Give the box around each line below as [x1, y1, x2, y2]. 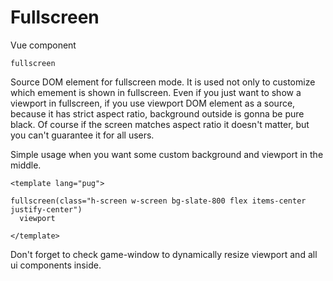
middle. [10, 159, 42, 171]
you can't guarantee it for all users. [10, 129, 155, 141]
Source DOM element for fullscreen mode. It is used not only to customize [10, 76, 316, 88]
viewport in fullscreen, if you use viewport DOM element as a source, [10, 97, 296, 109]
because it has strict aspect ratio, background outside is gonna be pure [10, 107, 305, 120]
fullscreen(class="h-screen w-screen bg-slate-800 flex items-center [10, 196, 307, 206]
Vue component [10, 39, 77, 51]
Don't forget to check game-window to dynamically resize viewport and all [10, 248, 318, 260]
